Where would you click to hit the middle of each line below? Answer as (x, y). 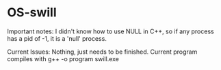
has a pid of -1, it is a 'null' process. (57, 38)
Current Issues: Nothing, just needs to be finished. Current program (102, 52)
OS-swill (32, 13)
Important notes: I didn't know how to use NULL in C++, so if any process (110, 31)
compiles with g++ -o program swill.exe (63, 58)
